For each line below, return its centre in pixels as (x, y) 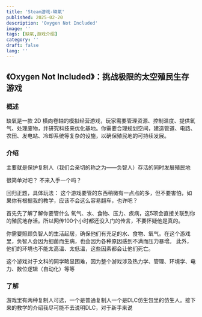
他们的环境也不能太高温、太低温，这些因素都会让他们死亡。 (80, 248)
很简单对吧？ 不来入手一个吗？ (44, 180)
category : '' (23, 40)
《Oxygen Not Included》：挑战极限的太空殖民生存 (98, 77)
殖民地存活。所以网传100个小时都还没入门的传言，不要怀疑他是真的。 (97, 221)
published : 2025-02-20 (35, 17)
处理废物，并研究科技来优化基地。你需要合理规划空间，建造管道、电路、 (106, 128)
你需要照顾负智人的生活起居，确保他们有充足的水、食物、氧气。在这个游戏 (98, 233)
